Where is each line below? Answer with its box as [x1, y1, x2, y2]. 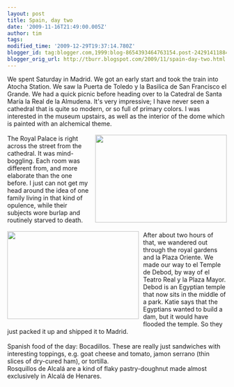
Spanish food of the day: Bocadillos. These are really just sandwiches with [7, 342, 221, 350]
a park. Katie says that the [143, 298, 218, 306]
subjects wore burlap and [7, 208, 81, 217]
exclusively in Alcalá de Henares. [7, 372, 102, 380]
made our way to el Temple [143, 260, 221, 269]
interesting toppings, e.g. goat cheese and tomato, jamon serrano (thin [7, 349, 210, 358]
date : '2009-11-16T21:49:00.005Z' [7, 23, 108, 30]
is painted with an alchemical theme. [7, 119, 112, 128]
